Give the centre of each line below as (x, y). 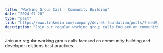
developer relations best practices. (40, 46)
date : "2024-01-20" (25, 14)
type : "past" (18, 18)
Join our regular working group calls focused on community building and (78, 41)
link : (10, 23)
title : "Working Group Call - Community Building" (57, 9)
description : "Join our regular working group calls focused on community (82, 27)
